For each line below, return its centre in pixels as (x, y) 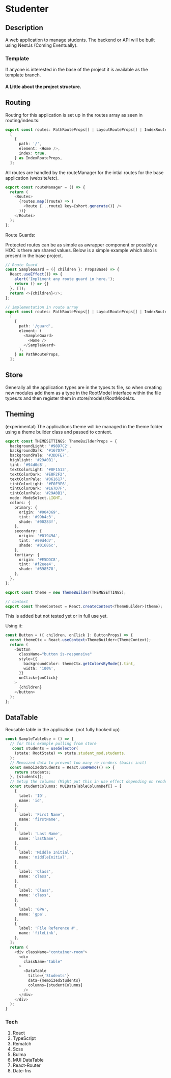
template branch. (23, 75)
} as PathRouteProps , (37, 354)
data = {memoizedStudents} (54, 981)
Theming (20, 414)
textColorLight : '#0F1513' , (40, 469)
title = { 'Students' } (49, 976)
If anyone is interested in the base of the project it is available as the (77, 70)
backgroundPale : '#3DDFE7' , (40, 455)
